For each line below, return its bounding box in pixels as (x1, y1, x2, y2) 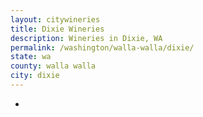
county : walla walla (10, 61, 97, 71)
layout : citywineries (10, 14, 101, 25)
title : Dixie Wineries (10, 24, 105, 34)
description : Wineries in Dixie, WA (10, 33, 163, 43)
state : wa (10, 52, 52, 62)
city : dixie (10, 71, 60, 81)
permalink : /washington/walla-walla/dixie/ (10, 42, 195, 53)
